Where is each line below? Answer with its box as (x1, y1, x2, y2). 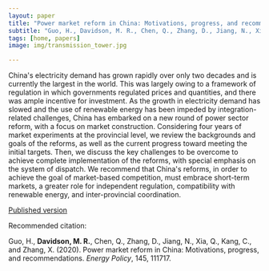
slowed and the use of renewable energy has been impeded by (8, 105, 216, 115)
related (8, 113, 32, 123)
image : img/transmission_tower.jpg (8, 42, 127, 50)
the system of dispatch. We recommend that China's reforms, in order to (8, 164, 247, 174)
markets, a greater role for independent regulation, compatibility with (8, 181, 235, 191)
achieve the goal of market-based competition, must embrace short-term (8, 173, 250, 183)
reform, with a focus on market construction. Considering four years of (8, 122, 242, 131)
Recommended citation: (8, 221, 87, 231)
